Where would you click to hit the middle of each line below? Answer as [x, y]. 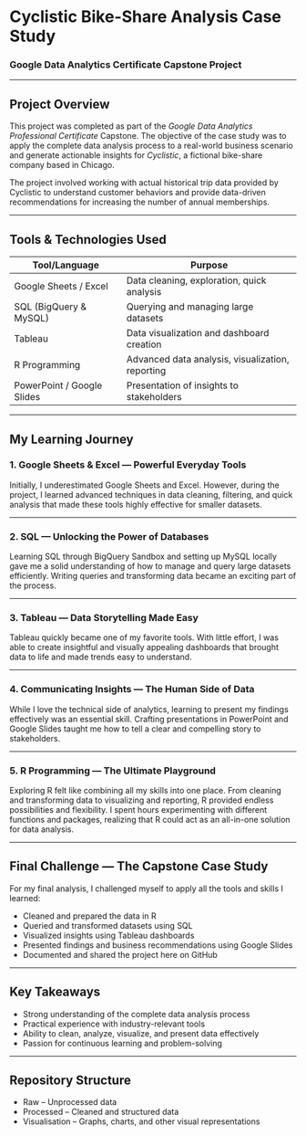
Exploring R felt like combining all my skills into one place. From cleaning [146, 790]
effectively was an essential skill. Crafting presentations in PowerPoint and [149, 719]
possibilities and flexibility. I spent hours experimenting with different [138, 809]
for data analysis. [42, 829]
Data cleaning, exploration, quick [196, 280]
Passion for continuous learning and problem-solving [122, 1043]
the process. [33, 585]
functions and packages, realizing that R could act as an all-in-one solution [150, 819]
